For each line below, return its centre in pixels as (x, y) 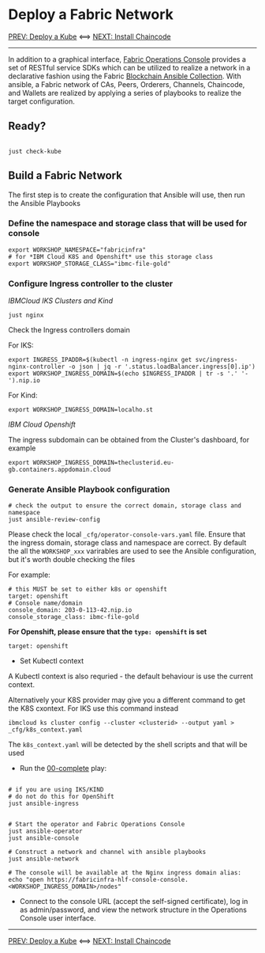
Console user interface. (58, 918)
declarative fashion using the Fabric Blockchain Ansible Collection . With (125, 76)
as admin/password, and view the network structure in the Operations (133, 910)
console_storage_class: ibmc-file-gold (74, 617)
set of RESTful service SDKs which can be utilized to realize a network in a (129, 67)
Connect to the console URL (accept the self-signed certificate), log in (134, 902)
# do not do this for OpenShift (61, 797)
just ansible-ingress (44, 804)
